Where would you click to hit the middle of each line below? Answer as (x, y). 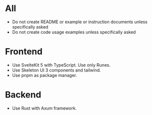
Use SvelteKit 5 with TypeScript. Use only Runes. (61, 65)
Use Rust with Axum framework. (44, 108)
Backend (23, 95)
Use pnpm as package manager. (44, 75)
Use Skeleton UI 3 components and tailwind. (56, 70)
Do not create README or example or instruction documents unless (80, 22)
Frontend (24, 52)
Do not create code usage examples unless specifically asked (74, 32)
